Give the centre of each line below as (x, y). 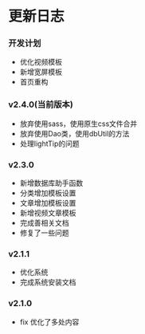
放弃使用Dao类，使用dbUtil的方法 (74, 133)
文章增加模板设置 (48, 203)
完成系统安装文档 (48, 282)
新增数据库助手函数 (51, 183)
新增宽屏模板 (41, 72)
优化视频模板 (41, 62)
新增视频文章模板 (48, 213)
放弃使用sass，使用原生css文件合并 (78, 124)
